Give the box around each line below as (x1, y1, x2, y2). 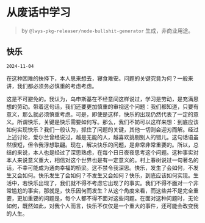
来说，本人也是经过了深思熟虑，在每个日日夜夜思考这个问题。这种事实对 (16, 148, 199, 156)
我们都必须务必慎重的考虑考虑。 (16, 82, 98, 89)
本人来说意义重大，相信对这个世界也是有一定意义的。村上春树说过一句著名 (6, 156, 193, 164)
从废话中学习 (6, 5, 71, 20)
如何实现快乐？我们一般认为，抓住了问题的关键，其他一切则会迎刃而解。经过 (6, 126, 199, 133)
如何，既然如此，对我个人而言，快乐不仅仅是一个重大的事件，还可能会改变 (6, 202, 193, 210)
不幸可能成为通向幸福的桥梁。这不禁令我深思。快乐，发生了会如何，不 (16, 164, 193, 171)
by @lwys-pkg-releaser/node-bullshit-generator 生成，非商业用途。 (21, 27, 194, 34)
